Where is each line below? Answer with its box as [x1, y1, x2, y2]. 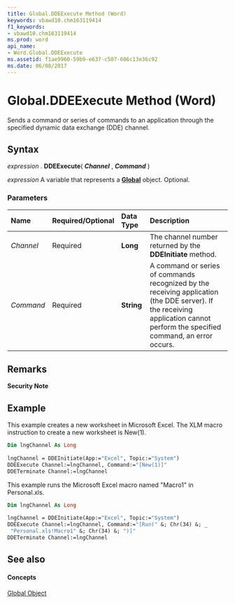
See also [7, 554, 45, 565]
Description [149, 215, 190, 225]
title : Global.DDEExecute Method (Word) [7, 10, 127, 18]
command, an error [149, 331, 213, 341]
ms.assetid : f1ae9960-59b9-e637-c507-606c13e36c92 [7, 56, 158, 63]
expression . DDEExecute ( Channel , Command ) [7, 162, 150, 170]
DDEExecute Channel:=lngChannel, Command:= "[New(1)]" [7, 461, 168, 468]
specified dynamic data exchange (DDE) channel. [7, 123, 150, 132]
